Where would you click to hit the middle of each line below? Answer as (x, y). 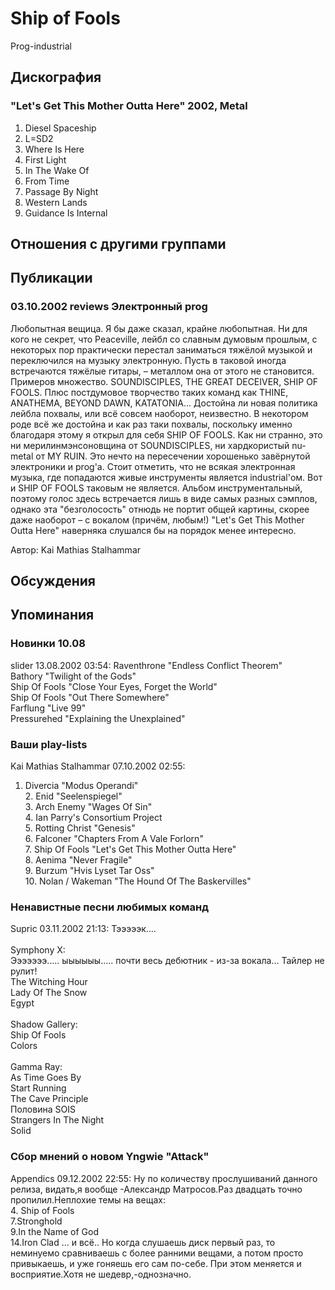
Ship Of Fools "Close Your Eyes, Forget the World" (114, 686)
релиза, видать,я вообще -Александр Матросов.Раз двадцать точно (156, 1189)
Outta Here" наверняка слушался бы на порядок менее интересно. (153, 530)
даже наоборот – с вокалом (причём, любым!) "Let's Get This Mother (157, 519)
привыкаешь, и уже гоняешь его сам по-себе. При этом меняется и (156, 1263)
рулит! (24, 971)
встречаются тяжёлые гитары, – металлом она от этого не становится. (162, 371)
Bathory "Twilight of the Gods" (73, 676)
